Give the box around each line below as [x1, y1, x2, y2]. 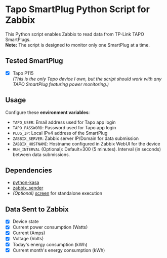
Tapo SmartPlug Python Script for [5, 4, 150, 15]
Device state [12, 218, 39, 225]
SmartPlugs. [5, 36, 31, 43]
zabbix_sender [12, 185, 44, 191]
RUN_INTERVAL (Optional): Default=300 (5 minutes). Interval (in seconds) [12, 146, 161, 152]
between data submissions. [12, 151, 70, 158]
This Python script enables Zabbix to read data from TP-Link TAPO [5, 31, 144, 37]
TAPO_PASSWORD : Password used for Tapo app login [12, 124, 116, 130]
